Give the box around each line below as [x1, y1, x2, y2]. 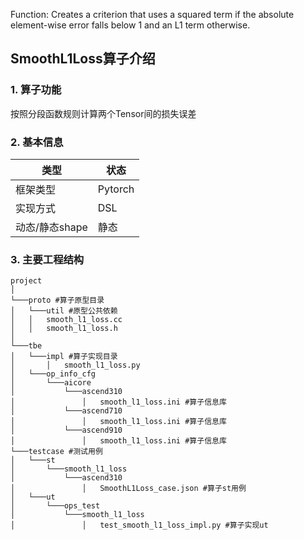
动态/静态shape [15, 220, 88, 234]
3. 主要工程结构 [10, 252, 85, 266]
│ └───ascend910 [10, 425, 123, 436]
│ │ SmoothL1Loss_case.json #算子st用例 [10, 484, 247, 494]
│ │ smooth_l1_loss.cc [10, 315, 123, 325]
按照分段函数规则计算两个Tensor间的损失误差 [10, 107, 197, 119]
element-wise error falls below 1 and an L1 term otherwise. [10, 19, 251, 31]
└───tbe [10, 341, 43, 351]
